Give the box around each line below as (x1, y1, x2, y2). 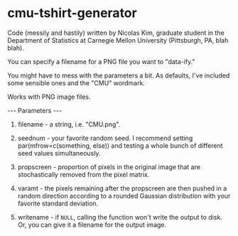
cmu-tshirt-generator (7, 5, 137, 21)
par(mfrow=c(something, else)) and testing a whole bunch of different (17, 141, 223, 150)
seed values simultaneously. (17, 149, 101, 157)
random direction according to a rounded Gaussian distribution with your (17, 191, 231, 200)
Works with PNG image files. (7, 92, 91, 101)
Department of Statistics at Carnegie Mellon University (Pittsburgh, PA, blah (7, 36, 229, 44)
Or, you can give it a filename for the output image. (17, 220, 167, 229)
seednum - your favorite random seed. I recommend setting (17, 134, 193, 142)
